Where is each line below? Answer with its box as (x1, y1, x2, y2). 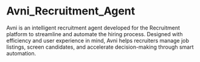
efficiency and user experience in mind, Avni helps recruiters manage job (6, 37, 190, 44)
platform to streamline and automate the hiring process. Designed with (6, 30, 183, 37)
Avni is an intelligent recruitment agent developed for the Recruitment (6, 24, 181, 31)
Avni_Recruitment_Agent (6, 4, 136, 18)
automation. (6, 49, 36, 57)
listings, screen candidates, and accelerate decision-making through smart (6, 43, 194, 51)
